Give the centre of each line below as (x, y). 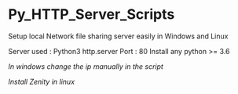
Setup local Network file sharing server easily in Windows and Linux (118, 36)
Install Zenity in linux (42, 81)
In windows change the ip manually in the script (86, 66)
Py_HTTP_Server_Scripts (92, 14)
